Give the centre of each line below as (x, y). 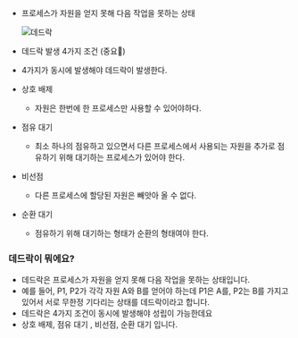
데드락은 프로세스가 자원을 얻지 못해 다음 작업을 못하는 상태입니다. (136, 280)
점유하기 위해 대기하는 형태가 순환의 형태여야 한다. (121, 233)
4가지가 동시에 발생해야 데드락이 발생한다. (94, 70)
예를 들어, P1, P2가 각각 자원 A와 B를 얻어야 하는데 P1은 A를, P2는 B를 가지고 (155, 291)
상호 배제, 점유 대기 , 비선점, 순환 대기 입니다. (99, 325)
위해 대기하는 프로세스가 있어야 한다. (122, 157)
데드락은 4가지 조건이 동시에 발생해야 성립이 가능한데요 (117, 313)
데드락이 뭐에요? (41, 258)
